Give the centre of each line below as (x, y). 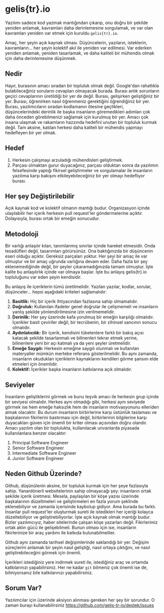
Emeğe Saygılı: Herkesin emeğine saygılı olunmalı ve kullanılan (76, 349)
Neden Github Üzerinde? (44, 474)
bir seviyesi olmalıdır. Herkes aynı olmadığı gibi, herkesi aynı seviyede (75, 402)
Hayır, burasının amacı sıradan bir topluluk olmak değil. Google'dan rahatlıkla (82, 86)
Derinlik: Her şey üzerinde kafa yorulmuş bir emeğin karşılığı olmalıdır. (83, 317)
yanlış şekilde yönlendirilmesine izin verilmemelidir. (64, 312)
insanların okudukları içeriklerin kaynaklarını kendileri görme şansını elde (85, 359)
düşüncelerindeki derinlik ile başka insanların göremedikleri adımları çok (78, 112)
